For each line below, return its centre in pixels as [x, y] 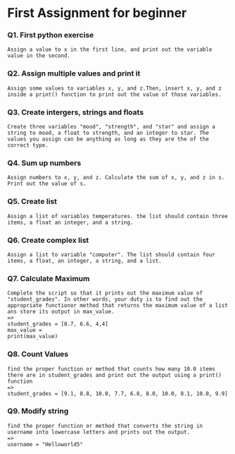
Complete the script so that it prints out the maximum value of [105, 293]
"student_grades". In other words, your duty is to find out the [105, 299]
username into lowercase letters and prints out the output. [99, 432]
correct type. [28, 145]
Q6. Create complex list [48, 240]
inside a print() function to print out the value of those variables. [114, 94]
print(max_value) [33, 337]
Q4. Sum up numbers [44, 163]
